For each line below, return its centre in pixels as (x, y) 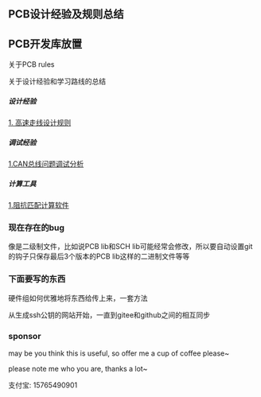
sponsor (25, 336)
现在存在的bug (37, 228)
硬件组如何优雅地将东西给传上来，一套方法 (78, 298)
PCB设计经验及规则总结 (66, 14)
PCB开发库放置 (45, 43)
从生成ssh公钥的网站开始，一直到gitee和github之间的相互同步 (109, 315)
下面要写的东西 (37, 279)
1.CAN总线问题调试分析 (46, 164)
